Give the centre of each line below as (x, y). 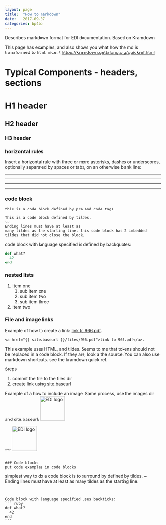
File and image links (29, 320)
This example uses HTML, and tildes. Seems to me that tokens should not (80, 349)
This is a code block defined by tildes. (48, 218)
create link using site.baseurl (41, 384)
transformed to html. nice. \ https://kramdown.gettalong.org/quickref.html (80, 52)
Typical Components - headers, (71, 73)
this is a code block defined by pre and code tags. (61, 209)
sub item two (33, 296)
